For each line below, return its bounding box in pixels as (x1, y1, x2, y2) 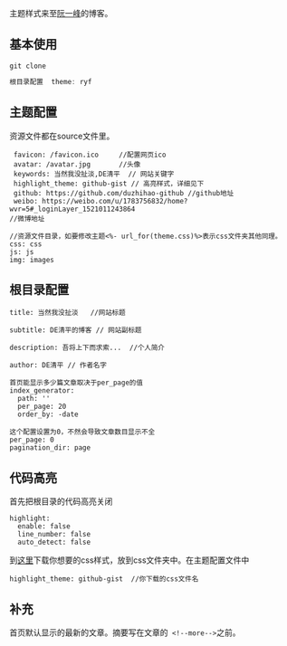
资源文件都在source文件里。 (9, 130, 115, 141)
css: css (9, 239, 43, 249)
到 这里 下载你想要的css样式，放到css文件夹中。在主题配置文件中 (9, 555, 250, 565)
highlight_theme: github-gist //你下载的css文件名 (9, 575, 199, 584)
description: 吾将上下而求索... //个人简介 (9, 343, 165, 353)
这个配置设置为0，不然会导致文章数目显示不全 (9, 428, 156, 437)
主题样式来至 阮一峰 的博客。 (9, 8, 113, 18)
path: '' (17, 394, 51, 404)
